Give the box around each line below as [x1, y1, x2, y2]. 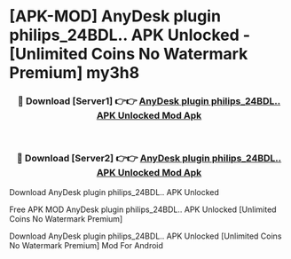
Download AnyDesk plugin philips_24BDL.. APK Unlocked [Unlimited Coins [9, 231, 282, 241]
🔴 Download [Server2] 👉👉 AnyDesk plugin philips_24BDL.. [16, 153, 282, 165]
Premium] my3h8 [9, 63, 140, 83]
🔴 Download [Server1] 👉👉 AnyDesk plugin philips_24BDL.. [17, 95, 281, 107]
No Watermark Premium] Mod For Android [9, 239, 164, 250]
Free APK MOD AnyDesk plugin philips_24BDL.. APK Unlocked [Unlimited [9, 204, 277, 215]
